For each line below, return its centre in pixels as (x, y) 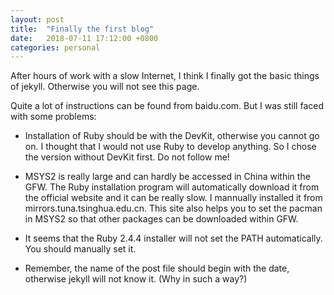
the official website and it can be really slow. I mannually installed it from (173, 198)
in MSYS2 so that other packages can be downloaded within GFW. (161, 219)
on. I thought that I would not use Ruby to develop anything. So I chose (170, 147)
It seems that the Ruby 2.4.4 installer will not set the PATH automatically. (173, 238)
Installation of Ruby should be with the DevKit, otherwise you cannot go (172, 136)
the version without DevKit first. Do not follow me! (127, 157)
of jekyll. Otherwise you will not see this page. (105, 87)
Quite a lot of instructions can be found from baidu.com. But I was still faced (167, 106)
